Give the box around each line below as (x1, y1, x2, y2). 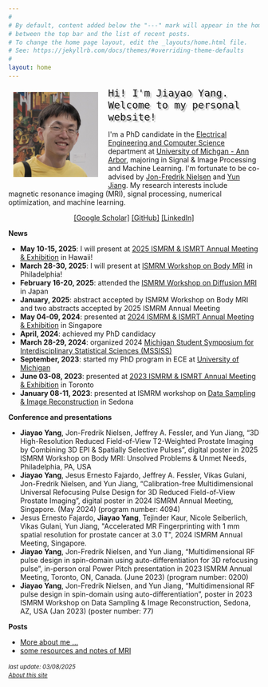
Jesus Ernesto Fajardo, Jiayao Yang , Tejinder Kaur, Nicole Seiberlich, (19, 513, 248, 522)
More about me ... (19, 637, 79, 647)
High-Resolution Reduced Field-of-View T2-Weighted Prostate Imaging (19, 436, 254, 445)
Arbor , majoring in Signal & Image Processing (108, 154, 257, 164)
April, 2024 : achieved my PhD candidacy (19, 329, 156, 338)
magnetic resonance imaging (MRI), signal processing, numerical (8, 189, 222, 198)
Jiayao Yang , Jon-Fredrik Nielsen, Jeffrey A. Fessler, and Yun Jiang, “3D (19, 428, 259, 437)
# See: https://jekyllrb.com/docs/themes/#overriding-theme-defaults (8, 46, 245, 55)
